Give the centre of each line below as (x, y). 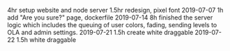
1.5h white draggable (46, 40)
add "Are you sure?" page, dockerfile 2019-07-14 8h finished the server (110, 17)
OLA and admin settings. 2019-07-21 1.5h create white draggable (100, 32)
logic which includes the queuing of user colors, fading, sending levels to (112, 25)
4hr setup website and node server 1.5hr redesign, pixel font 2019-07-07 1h (115, 10)
